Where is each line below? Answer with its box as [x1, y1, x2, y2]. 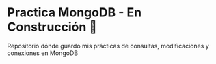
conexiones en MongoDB [7, 49, 79, 57]
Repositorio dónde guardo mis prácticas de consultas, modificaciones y [7, 42, 210, 50]
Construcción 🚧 [7, 19, 98, 35]
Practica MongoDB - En [7, 5, 142, 20]
